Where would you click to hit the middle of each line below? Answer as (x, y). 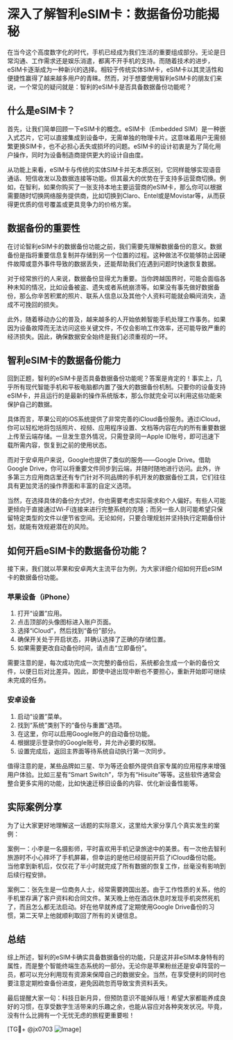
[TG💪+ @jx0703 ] (44, 1029)
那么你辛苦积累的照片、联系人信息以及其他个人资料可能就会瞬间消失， (119, 296)
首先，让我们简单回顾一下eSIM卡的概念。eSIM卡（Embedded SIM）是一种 (113, 128)
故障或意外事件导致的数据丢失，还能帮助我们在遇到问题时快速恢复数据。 (116, 264)
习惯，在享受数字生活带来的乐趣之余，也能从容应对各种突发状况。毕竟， (122, 1007)
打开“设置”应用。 (41, 613)
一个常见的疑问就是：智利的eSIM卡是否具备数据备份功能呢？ (105, 87)
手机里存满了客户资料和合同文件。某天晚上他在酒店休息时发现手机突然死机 (113, 898)
